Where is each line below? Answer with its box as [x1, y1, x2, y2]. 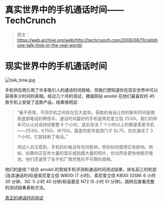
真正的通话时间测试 [5, 195, 44, 201]
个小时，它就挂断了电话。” [16, 134, 68, 140]
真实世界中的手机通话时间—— [5, 4, 125, 16]
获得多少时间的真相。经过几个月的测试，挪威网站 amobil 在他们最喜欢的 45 [5, 93, 155, 99]
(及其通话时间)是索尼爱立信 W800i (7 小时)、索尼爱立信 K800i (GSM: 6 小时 [5, 173, 156, 178]
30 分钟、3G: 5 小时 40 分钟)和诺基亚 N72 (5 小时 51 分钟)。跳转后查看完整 [5, 178, 155, 184]
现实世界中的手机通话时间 [5, 61, 108, 72]
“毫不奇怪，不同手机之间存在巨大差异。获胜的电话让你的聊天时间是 [16, 110, 151, 115]
